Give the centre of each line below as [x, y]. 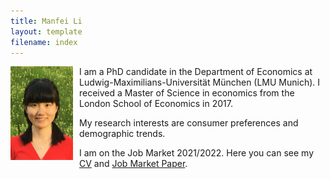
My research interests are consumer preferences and [189, 123]
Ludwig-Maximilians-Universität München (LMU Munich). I [200, 82]
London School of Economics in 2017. [156, 104]
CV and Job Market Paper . [133, 164]
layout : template [46, 31]
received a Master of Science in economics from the [187, 93]
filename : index [44, 42]
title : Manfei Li [46, 21]
